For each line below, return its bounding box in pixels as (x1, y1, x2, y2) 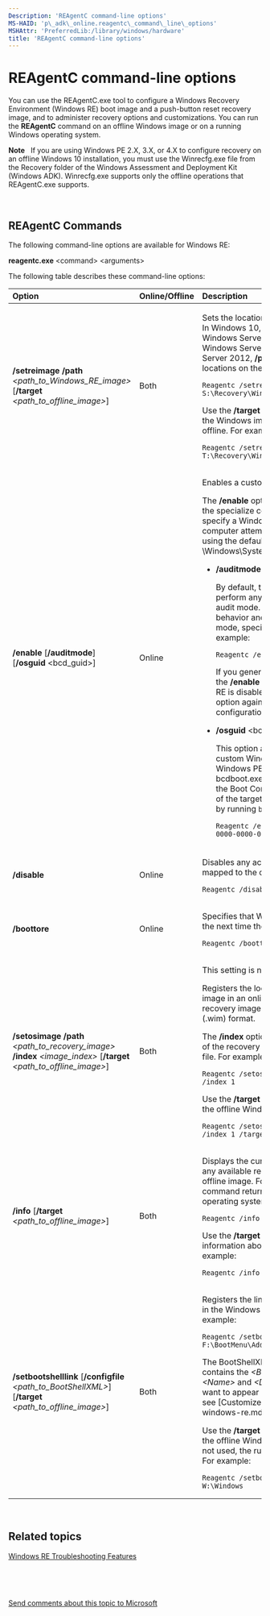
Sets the (202, 312, 234, 323)
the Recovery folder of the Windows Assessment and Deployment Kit (8, 163, 238, 172)
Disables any (202, 857, 251, 867)
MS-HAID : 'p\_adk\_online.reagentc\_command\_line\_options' (8, 19, 218, 27)
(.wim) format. (202, 1013, 256, 1024)
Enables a (202, 477, 239, 488)
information (202, 1240, 246, 1251)
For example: (202, 1456, 252, 1466)
